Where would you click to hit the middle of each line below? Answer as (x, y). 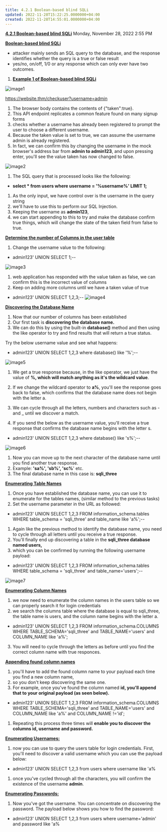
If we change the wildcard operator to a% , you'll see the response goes (87, 387)
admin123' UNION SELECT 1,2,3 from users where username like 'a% (84, 769)
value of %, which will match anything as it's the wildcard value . (81, 378)
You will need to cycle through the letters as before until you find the (83, 647)
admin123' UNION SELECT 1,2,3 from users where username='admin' (85, 819)
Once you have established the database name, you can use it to (79, 493)
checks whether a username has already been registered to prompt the (86, 125)
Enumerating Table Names (33, 484)
